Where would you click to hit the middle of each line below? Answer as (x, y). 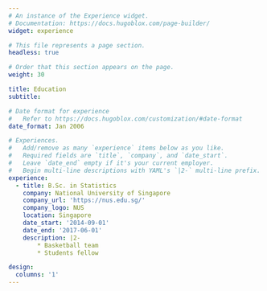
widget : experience (41, 31)
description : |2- (52, 238)
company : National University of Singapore (97, 193)
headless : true (34, 53)
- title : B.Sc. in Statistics (66, 186)
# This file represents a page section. (77, 45)
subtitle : (25, 96)
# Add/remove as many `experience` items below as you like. (117, 148)
